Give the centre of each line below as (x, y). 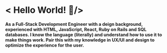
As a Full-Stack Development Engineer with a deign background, (74, 24)
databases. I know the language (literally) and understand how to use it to (84, 35)
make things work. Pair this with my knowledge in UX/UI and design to (80, 40)
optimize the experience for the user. (45, 45)
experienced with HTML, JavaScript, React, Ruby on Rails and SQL (76, 29)
